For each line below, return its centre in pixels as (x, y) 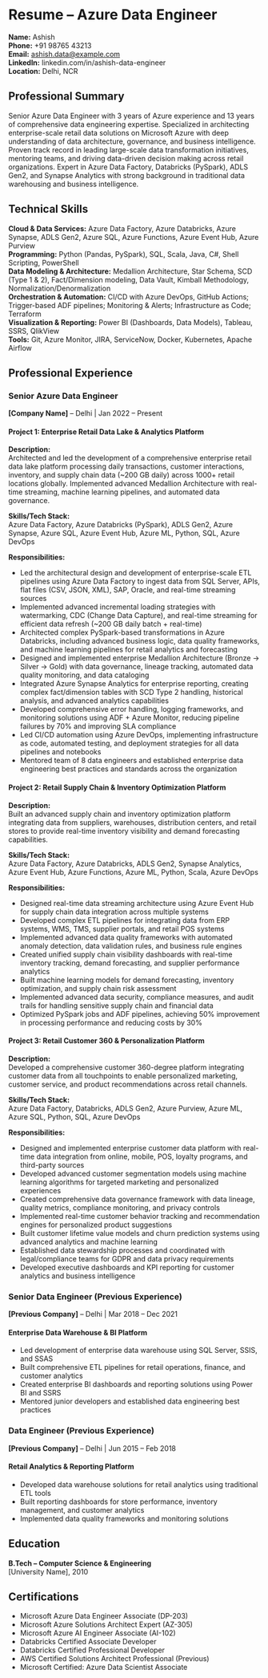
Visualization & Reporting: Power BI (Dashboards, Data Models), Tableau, (131, 322)
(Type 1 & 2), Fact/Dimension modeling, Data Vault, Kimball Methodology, (129, 279)
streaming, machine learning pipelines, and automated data (122, 492)
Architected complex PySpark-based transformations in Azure (122, 632)
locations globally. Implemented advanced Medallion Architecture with (124, 484)
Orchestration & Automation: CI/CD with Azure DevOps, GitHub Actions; (129, 297)
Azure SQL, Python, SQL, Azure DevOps (74, 1116)
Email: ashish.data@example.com (64, 54)
